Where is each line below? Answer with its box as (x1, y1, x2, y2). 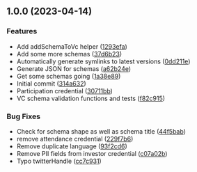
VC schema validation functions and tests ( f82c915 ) (16, 94, 165, 102)
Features (6, 26, 38, 36)
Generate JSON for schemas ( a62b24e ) (16, 64, 132, 72)
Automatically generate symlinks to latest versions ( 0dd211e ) (16, 57, 191, 65)
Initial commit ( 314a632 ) (16, 79, 86, 88)
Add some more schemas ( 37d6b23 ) (16, 49, 123, 58)
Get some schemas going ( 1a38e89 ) (16, 72, 121, 80)
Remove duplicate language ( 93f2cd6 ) (16, 142, 128, 150)
